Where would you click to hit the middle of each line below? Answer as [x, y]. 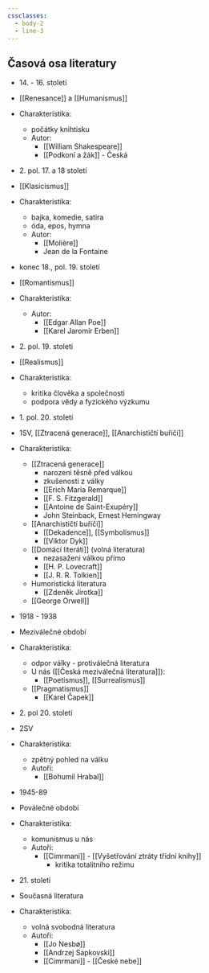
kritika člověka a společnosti [78, 393]
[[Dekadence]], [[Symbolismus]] [96, 532]
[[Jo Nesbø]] [64, 944]
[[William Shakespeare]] [83, 146]
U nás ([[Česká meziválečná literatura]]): [98, 671]
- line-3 [29, 31]
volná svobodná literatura [73, 927]
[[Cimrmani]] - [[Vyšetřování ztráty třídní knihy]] [122, 856]
